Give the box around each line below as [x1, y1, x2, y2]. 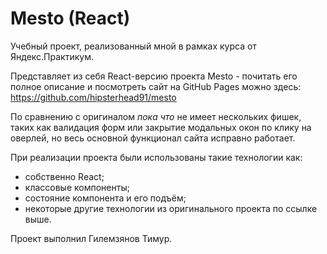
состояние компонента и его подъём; [24, 192, 187, 204]
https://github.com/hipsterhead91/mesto [10, 91, 177, 103]
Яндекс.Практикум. [10, 50, 94, 62]
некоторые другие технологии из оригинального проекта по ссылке [24, 202, 318, 214]
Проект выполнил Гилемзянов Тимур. [10, 232, 173, 244]
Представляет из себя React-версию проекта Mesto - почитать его [10, 70, 298, 82]
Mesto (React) [10, 7, 131, 30]
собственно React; [24, 170, 105, 182]
